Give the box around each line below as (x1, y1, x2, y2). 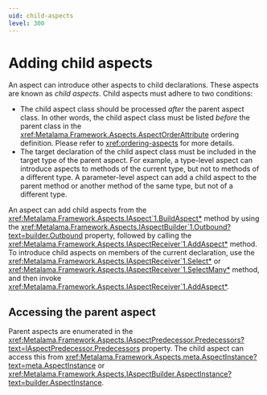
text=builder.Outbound (8, 230, 83, 241)
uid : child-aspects (8, 11, 74, 20)
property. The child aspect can (142, 344, 244, 353)
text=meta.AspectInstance (8, 360, 97, 370)
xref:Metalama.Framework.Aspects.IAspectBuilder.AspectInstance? (8, 369, 232, 379)
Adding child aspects (8, 54, 153, 72)
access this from (8, 352, 64, 362)
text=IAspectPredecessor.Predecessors (8, 344, 141, 353)
